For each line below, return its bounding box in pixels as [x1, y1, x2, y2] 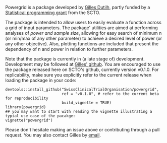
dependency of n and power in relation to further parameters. [5, 46, 133, 52]
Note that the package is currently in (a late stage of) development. [5, 56, 145, 62]
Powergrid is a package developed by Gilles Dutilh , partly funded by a [5, 5, 150, 10]
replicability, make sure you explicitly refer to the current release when [5, 72, 152, 78]
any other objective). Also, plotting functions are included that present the [5, 41, 159, 47]
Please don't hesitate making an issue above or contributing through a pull [5, 127, 160, 132]
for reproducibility [5, 96, 49, 101]
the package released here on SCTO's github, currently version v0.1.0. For [5, 66, 159, 73]
